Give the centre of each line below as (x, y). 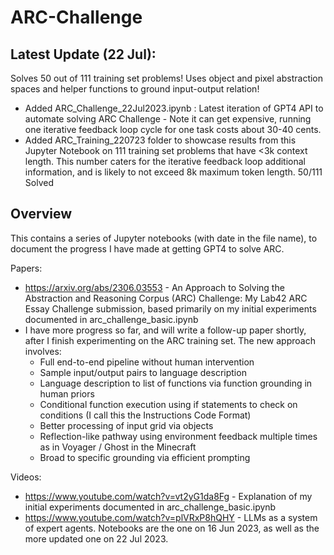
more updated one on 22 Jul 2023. (96, 538)
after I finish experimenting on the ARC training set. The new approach (170, 340)
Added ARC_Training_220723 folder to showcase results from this (160, 140)
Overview (41, 214)
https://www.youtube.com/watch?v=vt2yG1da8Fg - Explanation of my (168, 496)
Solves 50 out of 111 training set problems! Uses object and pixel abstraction (167, 78)
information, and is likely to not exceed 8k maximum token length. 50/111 (173, 172)
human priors (67, 393)
